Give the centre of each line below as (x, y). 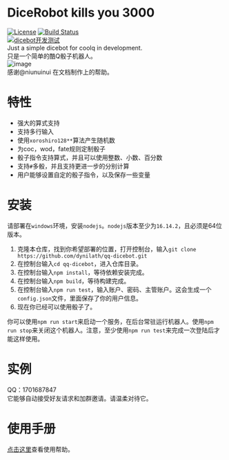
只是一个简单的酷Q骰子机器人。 (52, 56)
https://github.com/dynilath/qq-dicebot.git (82, 256)
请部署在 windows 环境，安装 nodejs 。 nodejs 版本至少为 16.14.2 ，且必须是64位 (114, 225)
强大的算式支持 (38, 123)
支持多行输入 (35, 131)
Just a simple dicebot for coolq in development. (75, 48)
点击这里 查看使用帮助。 (40, 449)
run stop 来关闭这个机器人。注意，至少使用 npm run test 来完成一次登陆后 (111, 330)
